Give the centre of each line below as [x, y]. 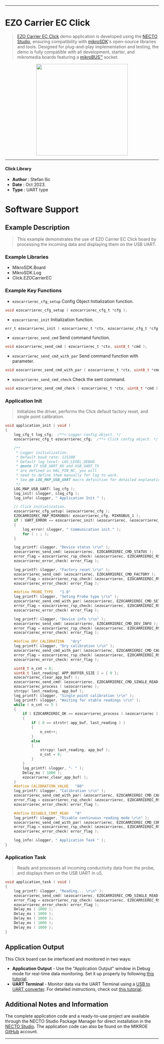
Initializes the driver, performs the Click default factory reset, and [82, 412]
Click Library [18, 168]
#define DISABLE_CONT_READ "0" [48, 813]
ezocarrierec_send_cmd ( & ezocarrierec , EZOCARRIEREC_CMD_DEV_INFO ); [86, 623]
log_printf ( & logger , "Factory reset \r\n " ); [62, 570]
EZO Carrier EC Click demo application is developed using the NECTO [87, 36]
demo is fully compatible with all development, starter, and [76, 52]
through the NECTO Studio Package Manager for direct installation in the [78, 1021]
